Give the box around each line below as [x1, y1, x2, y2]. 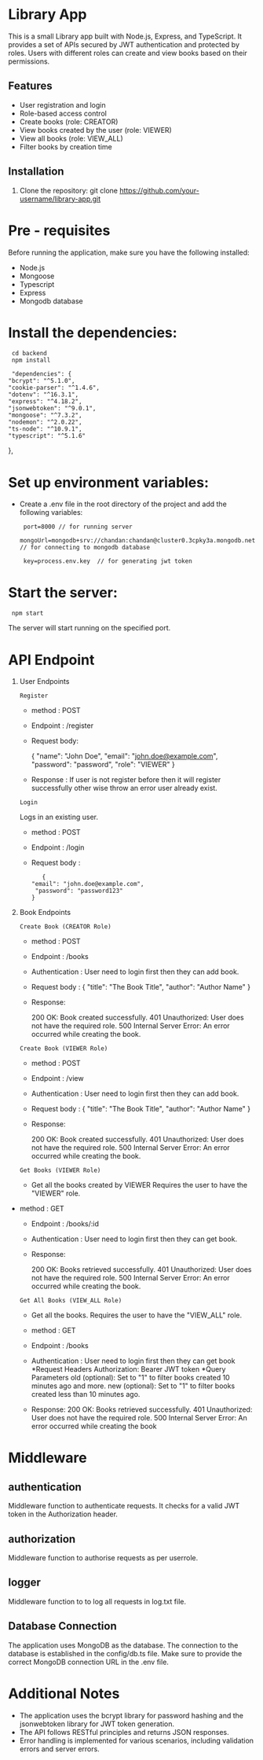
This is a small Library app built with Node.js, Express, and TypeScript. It [8, 31, 242, 41]
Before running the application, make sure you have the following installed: [8, 248, 250, 257]
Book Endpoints [19, 908, 71, 917]
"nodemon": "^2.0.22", [8, 418, 82, 426]
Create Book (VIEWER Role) [19, 1045, 108, 1053]
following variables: [19, 508, 83, 517]
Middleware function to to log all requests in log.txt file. [8, 1596, 187, 1606]
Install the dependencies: [8, 324, 178, 341]
